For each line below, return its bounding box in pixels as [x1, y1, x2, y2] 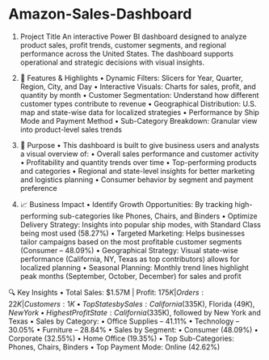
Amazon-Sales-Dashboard [8, 5, 192, 23]
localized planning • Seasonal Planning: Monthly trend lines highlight [19, 262, 249, 272]
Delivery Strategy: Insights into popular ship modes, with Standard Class [19, 219, 261, 229]
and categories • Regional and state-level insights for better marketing [19, 166, 255, 176]
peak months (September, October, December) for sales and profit [19, 271, 242, 281]
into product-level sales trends [19, 125, 123, 134]
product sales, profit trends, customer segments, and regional [19, 40, 226, 49]
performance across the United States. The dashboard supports [19, 49, 234, 58]
